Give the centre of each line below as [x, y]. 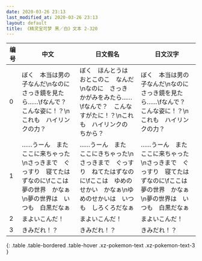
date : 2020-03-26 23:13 [36, 12]
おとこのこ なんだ [107, 80]
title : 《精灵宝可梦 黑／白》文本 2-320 [52, 28]
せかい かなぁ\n [104, 190]
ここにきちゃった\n [107, 154]
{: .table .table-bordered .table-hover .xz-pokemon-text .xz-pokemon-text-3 [101, 245]
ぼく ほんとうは [104, 71]
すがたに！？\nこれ [107, 116]
